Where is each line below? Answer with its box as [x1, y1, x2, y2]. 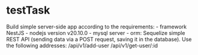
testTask [6, 4, 50, 17]
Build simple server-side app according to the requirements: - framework [6, 23, 187, 30]
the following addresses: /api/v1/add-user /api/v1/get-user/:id [6, 42, 158, 49]
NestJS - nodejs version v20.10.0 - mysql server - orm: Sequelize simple [6, 29, 185, 36]
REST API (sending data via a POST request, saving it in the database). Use [6, 35, 192, 43]
